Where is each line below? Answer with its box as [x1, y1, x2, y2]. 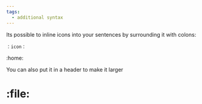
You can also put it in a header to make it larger [6, 66, 124, 73]
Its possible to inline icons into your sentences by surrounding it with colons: [6, 31, 197, 38]
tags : [6, 8, 20, 15]
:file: [6, 87, 30, 100]
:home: [6, 54, 24, 61]
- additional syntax [11, 14, 63, 20]
